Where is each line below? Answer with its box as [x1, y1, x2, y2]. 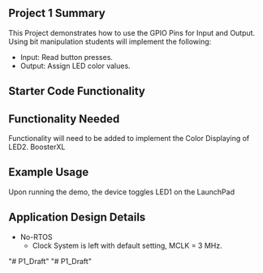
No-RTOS [19, 232, 53, 241]
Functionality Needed [8, 112, 120, 126]
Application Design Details [8, 211, 146, 224]
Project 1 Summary [8, 6, 106, 20]
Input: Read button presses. [19, 52, 114, 62]
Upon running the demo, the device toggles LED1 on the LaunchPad [8, 186, 235, 197]
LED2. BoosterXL [8, 142, 66, 152]
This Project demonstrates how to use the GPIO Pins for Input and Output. [8, 28, 256, 37]
